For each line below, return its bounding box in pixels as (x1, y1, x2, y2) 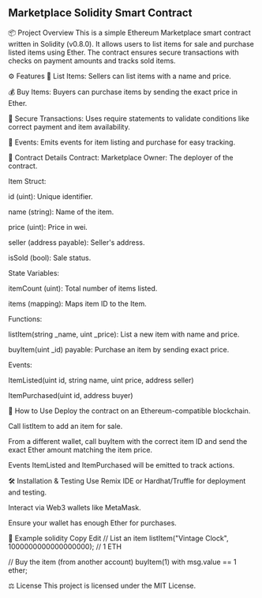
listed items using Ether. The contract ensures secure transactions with (8, 47, 239, 57)
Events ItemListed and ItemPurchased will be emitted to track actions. (8, 460, 235, 469)
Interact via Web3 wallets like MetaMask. (8, 502, 141, 512)
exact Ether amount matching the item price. (8, 445, 152, 454)
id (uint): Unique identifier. (8, 191, 93, 201)
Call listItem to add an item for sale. (8, 421, 123, 431)
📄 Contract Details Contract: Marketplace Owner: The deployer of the (8, 152, 234, 162)
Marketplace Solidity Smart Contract (8, 6, 193, 20)
